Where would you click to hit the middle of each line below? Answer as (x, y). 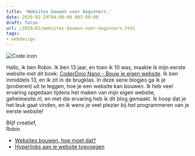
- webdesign (21, 39)
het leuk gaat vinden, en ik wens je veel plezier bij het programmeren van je (98, 105)
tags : (13, 34)
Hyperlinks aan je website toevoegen (60, 147)
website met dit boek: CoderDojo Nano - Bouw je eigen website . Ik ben (92, 74)
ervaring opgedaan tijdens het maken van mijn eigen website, (81, 92)
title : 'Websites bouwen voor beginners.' (59, 12)
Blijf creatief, (22, 123)
